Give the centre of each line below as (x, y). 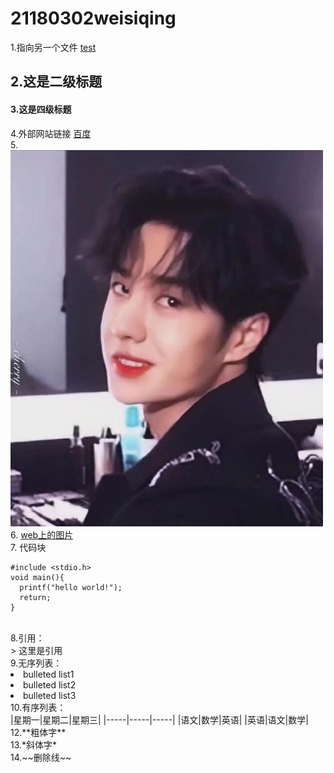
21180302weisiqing (93, 18)
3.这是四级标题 (41, 109)
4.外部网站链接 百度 (51, 133)
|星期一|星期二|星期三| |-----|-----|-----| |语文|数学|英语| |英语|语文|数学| (159, 719)
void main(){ (37, 577)
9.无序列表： (36, 663)
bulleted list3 (50, 695)
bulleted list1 (49, 674)
